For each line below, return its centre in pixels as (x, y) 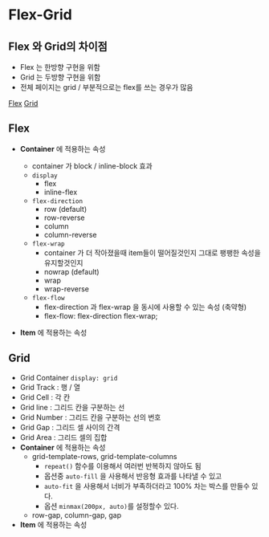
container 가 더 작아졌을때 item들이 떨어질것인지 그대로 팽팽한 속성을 (152, 252)
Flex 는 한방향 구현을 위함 (60, 67)
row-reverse (64, 218)
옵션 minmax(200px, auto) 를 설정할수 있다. (111, 506)
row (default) (65, 209)
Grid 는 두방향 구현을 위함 (60, 77)
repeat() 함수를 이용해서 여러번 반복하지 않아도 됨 (123, 466)
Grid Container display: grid (69, 377)
